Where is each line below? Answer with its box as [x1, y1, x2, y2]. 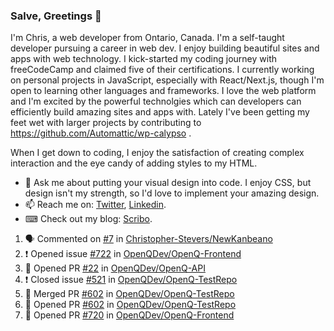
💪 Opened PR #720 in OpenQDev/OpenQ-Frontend [24, 309, 235, 321]
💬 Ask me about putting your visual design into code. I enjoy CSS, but [24, 177, 312, 189]
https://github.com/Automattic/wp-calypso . [10, 127, 192, 139]
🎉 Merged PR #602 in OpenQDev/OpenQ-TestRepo [24, 288, 235, 300]
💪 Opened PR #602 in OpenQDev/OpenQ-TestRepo [24, 299, 237, 311]
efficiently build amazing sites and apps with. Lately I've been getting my [10, 106, 310, 118]
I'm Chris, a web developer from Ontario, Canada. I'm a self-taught [10, 32, 285, 44]
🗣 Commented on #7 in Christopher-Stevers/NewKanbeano [24, 233, 273, 245]
